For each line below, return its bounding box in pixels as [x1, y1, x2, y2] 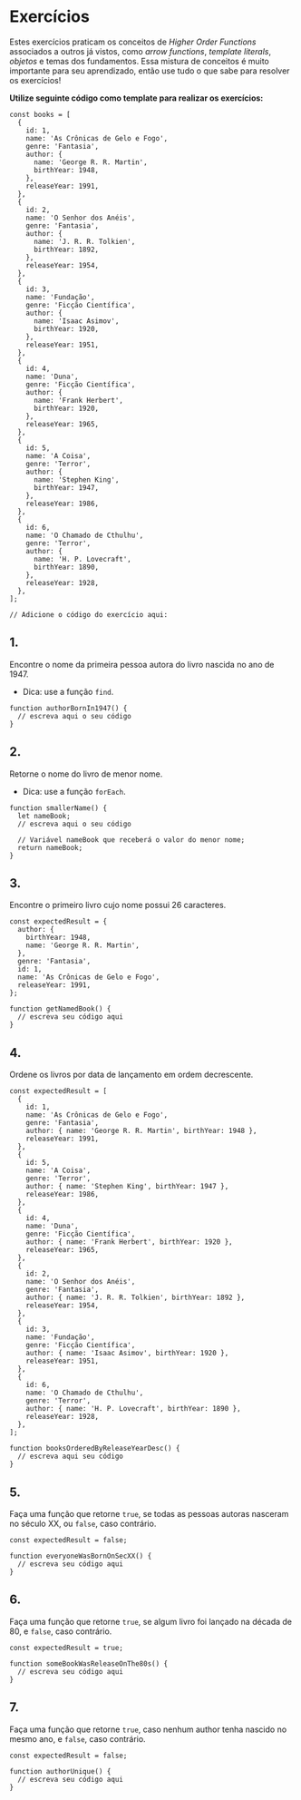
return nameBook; [17, 843, 83, 852]
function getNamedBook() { [9, 1004, 112, 1013]
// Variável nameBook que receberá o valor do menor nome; [17, 835, 246, 845]
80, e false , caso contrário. [9, 1626, 112, 1637]
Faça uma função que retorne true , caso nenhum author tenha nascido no [9, 1724, 287, 1735]
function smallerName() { [9, 803, 107, 813]
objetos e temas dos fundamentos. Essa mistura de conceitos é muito [9, 55, 270, 66]
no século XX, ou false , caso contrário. [9, 1518, 157, 1529]
